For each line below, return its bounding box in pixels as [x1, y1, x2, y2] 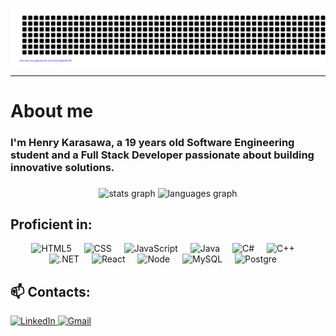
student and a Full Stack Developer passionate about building [10, 148, 315, 162]
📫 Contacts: [10, 283, 91, 300]
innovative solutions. [10, 160, 115, 174]
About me [10, 99, 94, 122]
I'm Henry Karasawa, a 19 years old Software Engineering [10, 135, 295, 149]
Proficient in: [10, 216, 93, 233]
